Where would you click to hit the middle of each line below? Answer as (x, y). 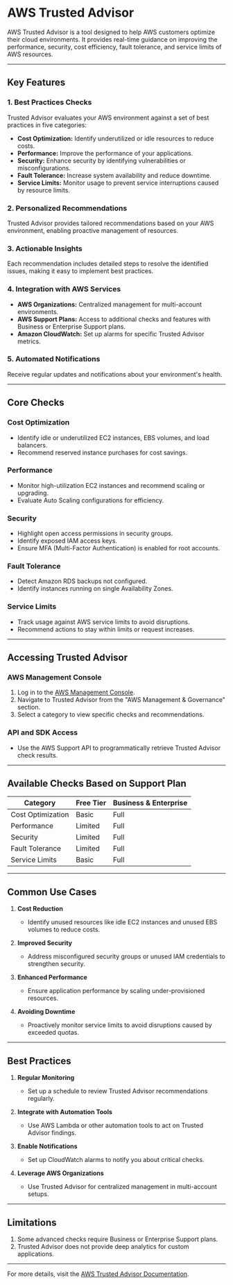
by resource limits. (44, 190)
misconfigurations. (44, 167)
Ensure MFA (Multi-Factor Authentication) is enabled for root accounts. (119, 548)
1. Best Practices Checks (50, 102)
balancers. (32, 445)
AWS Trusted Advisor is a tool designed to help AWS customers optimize (111, 32)
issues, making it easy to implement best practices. (80, 271)
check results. (37, 755)
